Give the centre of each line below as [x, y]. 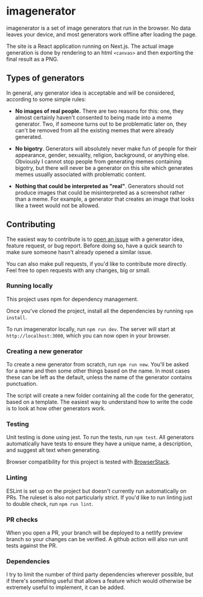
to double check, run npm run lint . [50, 504]
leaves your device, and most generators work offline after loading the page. [102, 34]
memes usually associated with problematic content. [80, 174]
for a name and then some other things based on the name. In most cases [98, 371]
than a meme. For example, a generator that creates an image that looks [105, 199]
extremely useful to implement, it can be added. [66, 587]
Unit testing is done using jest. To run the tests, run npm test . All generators [100, 437]
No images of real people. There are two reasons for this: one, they [99, 111]
